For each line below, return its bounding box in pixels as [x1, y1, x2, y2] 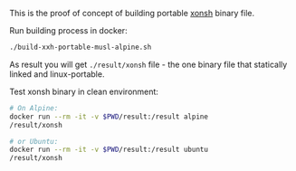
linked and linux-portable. [9, 68, 105, 80]
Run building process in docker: [9, 25, 129, 35]
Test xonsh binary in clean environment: [9, 86, 158, 97]
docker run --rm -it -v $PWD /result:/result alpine [9, 112, 208, 121]
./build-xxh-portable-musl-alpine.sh [9, 43, 152, 52]
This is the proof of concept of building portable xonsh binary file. [9, 8, 255, 18]
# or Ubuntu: [9, 137, 59, 146]
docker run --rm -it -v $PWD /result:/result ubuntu [9, 145, 208, 155]
